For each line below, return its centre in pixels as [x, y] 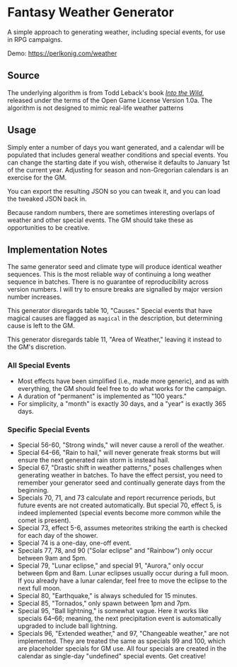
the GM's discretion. [37, 347]
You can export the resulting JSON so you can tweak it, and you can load [114, 191]
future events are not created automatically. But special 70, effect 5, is [120, 505]
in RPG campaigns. [35, 39]
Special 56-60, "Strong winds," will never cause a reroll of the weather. [121, 445]
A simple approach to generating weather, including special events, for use [116, 32]
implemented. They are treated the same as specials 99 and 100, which [121, 641]
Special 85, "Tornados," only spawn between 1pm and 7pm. [104, 603]
